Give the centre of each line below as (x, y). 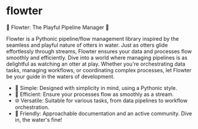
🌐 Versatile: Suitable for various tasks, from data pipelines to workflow (101, 100)
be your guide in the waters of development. (60, 76)
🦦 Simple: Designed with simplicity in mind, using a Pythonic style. (96, 88)
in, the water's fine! (38, 120)
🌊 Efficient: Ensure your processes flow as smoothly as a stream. (94, 94)
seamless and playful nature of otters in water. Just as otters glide (87, 45)
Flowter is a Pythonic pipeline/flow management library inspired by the (93, 38)
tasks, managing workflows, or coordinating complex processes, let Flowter (99, 70)
